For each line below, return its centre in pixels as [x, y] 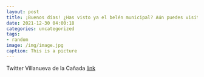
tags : [13, 34]
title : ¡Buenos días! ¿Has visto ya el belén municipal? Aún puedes [95, 17]
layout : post [23, 12]
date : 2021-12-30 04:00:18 [40, 23]
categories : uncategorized [40, 29]
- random [17, 40]
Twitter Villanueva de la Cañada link [51, 68]
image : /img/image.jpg [35, 46]
